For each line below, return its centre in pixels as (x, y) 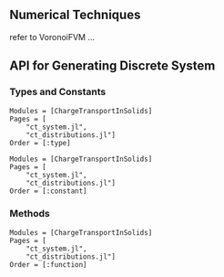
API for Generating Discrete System (112, 66)
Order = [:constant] (49, 191)
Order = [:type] (40, 143)
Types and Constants (58, 92)
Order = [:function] (49, 264)
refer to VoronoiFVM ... (52, 37)
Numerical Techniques (75, 15)
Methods (30, 214)
